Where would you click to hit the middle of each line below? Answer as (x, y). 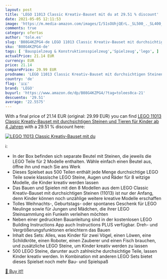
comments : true (21, 28)
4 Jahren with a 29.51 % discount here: (45, 127)
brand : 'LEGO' (20, 88)
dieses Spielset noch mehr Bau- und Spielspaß (60, 262)
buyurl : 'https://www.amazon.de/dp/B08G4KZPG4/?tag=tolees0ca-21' (75, 93)
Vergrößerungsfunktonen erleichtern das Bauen (61, 230)
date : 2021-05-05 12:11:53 (33, 19)
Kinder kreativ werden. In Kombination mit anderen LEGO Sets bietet (82, 257)
